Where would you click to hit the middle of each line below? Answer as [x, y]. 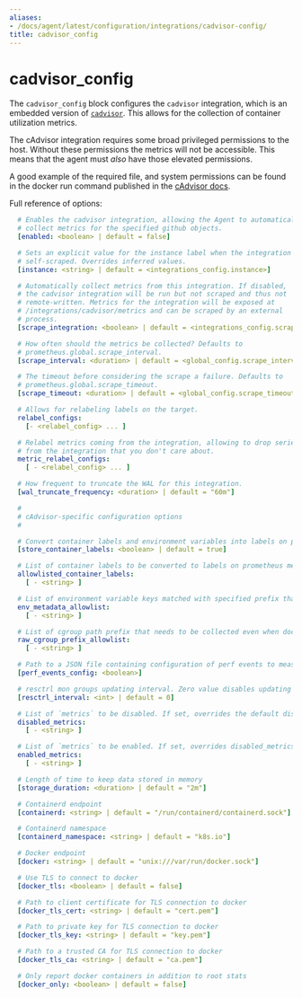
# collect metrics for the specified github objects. [120, 229]
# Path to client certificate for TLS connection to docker [132, 902]
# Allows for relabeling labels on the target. [108, 410]
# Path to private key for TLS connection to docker [118, 927]
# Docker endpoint [52, 853]
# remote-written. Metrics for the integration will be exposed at [147, 303]
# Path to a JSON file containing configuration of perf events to [147, 665]
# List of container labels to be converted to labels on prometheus [150, 566]
